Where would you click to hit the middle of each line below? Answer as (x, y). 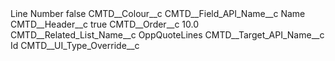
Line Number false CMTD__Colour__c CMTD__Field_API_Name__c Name (158, 13)
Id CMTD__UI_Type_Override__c (75, 45)
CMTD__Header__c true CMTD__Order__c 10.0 (105, 24)
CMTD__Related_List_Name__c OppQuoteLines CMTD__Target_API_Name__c (167, 35)
